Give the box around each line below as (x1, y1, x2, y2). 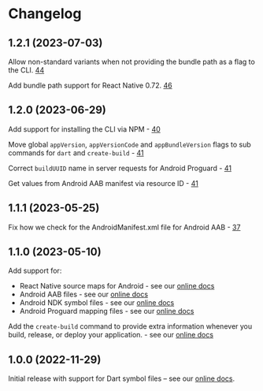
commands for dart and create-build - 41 (8, 147, 144, 158)
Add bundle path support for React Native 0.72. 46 (8, 80, 172, 90)
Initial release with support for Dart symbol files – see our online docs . (8, 374, 235, 383)
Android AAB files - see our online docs (19, 289, 148, 300)
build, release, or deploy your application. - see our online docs (8, 330, 214, 340)
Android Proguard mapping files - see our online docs (19, 307, 194, 316)
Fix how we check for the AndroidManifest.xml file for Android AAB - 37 (8, 222, 241, 232)
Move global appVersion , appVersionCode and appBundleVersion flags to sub (8, 140, 251, 149)
